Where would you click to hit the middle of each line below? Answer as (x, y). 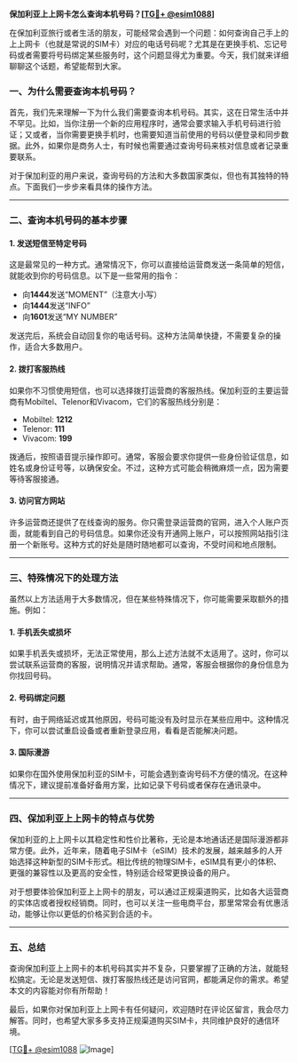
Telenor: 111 (43, 428)
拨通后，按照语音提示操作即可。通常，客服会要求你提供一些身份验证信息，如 (149, 456)
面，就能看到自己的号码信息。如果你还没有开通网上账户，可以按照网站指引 (145, 533)
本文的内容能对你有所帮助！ (60, 991)
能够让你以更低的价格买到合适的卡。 (90, 914)
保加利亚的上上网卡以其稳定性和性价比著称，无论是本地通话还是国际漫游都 (145, 840)
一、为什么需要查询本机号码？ (73, 91)
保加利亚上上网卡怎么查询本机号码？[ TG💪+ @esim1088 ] (112, 14)
